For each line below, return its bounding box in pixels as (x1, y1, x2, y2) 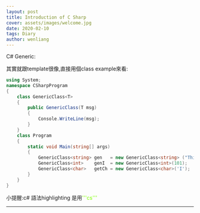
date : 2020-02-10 (6, 25, 49, 32)
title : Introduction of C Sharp (6, 14, 86, 20)
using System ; (6, 77, 42, 83)
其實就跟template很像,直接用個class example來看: (6, 65, 129, 72)
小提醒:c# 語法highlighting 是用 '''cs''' (6, 194, 98, 201)
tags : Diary (6, 31, 36, 37)
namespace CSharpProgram (6, 82, 68, 88)
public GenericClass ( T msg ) (27, 105, 97, 111)
